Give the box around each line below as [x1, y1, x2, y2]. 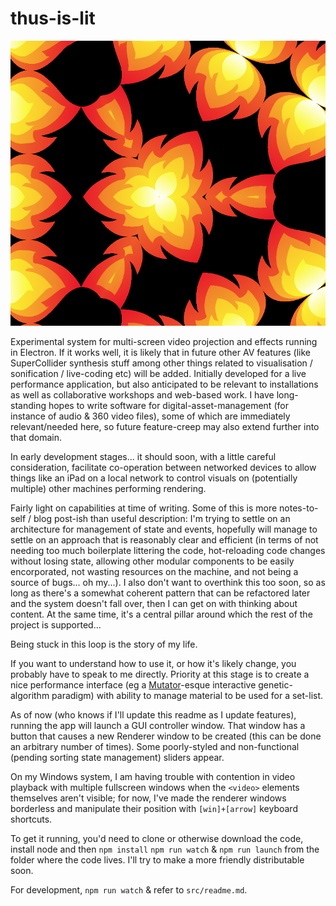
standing [10, 399, 47, 411]
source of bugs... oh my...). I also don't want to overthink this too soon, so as [10, 576, 326, 588]
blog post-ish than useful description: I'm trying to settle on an [33, 512, 291, 524]
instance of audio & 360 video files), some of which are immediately [10, 410, 291, 422]
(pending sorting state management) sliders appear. [10, 751, 225, 763]
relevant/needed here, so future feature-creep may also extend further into [10, 420, 320, 432]
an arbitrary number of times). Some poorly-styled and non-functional [10, 740, 300, 752]
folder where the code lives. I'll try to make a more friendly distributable [10, 853, 305, 866]
